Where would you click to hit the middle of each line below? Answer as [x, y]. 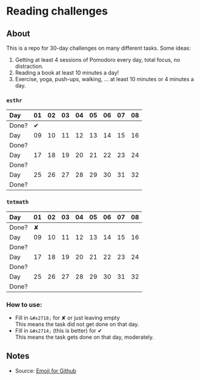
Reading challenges [57, 11]
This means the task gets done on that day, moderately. [85, 337]
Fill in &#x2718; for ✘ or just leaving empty [67, 318]
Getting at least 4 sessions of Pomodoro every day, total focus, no [98, 60]
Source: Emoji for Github [46, 370]
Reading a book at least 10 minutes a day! [67, 73]
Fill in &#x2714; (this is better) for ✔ [58, 330]
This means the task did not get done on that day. [77, 324]
